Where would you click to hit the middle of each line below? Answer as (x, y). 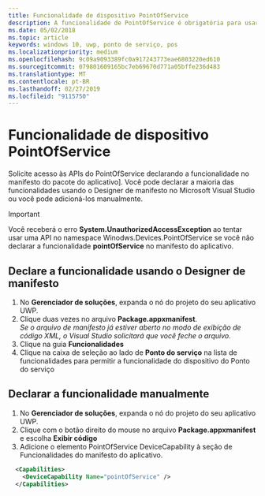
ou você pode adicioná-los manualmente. (76, 199)
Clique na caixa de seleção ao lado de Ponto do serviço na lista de (129, 352)
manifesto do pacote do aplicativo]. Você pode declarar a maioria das (121, 182)
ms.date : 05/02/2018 (42, 30)
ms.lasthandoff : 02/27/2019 (54, 89)
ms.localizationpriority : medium (63, 52)
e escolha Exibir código (58, 438)
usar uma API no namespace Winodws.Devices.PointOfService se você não (131, 238)
